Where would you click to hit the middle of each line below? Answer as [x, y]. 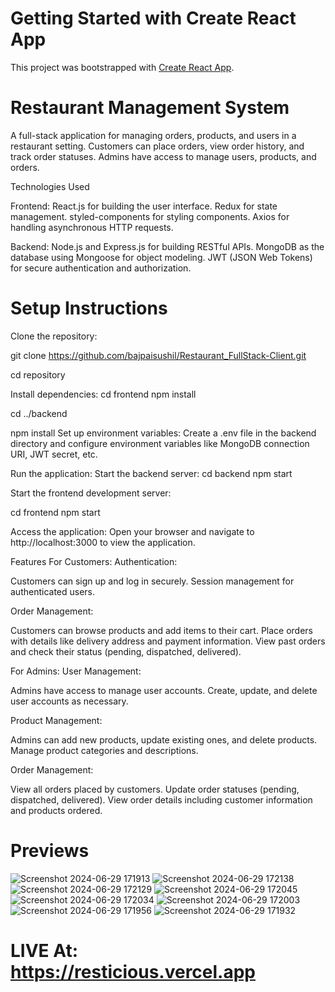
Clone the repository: [54, 336]
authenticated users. [53, 591]
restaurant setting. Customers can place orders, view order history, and [157, 146]
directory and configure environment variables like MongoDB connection [160, 443]
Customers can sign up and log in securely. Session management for [152, 581]
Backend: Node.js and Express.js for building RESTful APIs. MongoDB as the [167, 246]
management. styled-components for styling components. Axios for [150, 216]
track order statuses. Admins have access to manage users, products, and [163, 156]
